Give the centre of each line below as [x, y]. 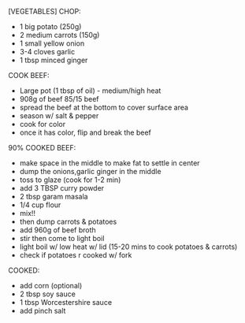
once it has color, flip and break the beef [85, 132]
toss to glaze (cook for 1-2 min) [70, 180]
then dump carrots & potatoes [68, 221]
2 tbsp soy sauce [48, 294]
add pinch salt [43, 311]
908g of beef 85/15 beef [59, 99]
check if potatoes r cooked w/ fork [76, 255]
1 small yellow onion [52, 43]
